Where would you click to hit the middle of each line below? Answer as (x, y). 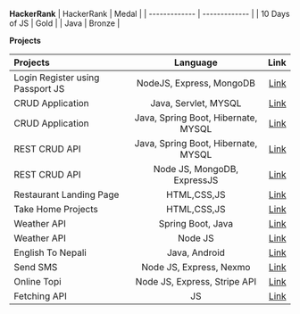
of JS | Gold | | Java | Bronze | (65, 23)
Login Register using (57, 78)
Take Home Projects (56, 209)
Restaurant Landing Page (67, 194)
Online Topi (37, 281)
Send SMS (36, 267)
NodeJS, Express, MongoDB (196, 83)
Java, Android (196, 252)
